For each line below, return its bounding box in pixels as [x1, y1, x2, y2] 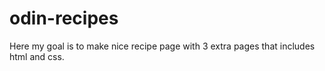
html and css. [9, 50, 65, 62]
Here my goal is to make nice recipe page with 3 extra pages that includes [9, 40, 316, 52]
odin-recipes [9, 7, 119, 30]
